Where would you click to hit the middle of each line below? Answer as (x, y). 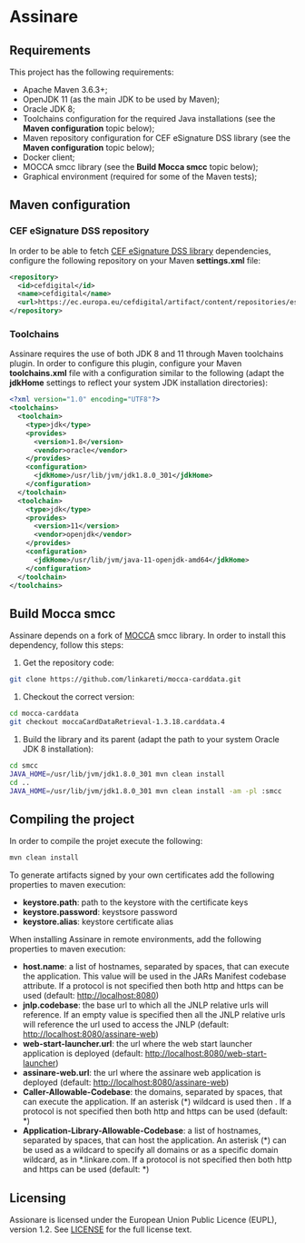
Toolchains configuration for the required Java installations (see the (149, 119)
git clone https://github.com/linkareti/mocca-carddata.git (126, 680)
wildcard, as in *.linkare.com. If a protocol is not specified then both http (157, 1159)
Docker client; (49, 157)
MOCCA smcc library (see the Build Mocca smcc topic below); (140, 167)
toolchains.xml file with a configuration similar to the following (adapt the (147, 373)
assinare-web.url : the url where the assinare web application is (142, 1073)
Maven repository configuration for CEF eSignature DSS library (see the (156, 138)
